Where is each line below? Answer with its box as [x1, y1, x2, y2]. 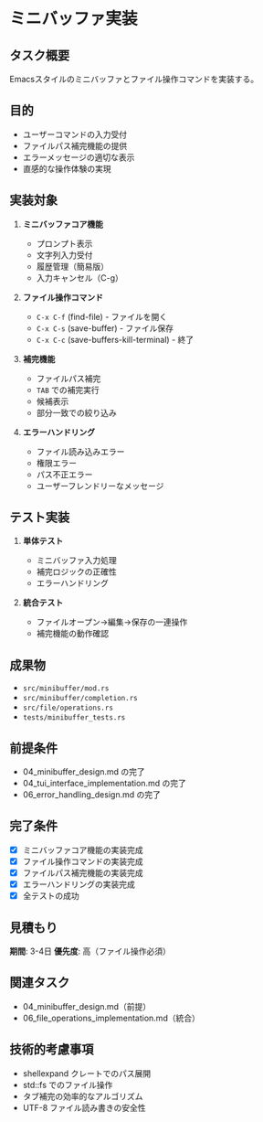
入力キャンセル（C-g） [36, 272, 123, 283]
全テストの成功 [22, 891, 79, 902]
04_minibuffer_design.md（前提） [22, 1000, 152, 1011]
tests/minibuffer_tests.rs [22, 713, 126, 722]
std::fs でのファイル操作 [22, 1079, 113, 1090]
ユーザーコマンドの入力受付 [22, 129, 128, 140]
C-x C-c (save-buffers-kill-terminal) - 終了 [36, 334, 195, 345]
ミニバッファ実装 [9, 8, 139, 29]
